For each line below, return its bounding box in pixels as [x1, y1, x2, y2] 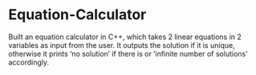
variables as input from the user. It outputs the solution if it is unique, [8, 40, 235, 49]
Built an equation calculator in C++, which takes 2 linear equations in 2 [8, 32, 242, 41]
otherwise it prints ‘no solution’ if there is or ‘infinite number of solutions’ [8, 49, 248, 58]
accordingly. [8, 57, 50, 67]
